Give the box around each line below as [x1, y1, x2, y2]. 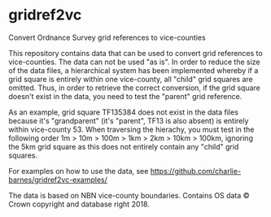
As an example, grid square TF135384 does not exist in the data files [8, 107, 238, 117]
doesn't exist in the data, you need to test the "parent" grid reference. [8, 91, 243, 101]
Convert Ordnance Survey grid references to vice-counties [8, 33, 206, 42]
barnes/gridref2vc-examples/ [8, 175, 108, 184]
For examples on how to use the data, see [8, 166, 149, 176]
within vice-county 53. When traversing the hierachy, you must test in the [8, 124, 255, 134]
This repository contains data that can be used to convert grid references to [8, 48, 263, 58]
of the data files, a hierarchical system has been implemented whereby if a [8, 65, 259, 75]
